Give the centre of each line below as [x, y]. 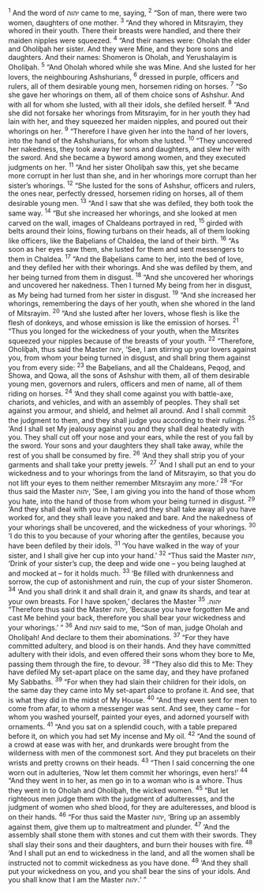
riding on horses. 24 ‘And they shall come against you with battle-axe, [121, 393]
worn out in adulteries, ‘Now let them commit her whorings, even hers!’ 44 [128, 771]
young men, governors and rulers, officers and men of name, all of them [125, 384]
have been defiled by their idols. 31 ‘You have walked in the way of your [124, 545]
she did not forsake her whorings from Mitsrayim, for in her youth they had [129, 113]
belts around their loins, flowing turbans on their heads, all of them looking [129, 231]
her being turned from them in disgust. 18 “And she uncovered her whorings [131, 276]
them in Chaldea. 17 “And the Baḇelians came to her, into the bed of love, [126, 258]
